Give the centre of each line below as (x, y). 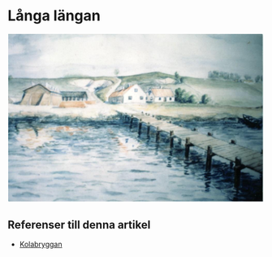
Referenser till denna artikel (79, 225)
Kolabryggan (41, 244)
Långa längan (54, 16)
